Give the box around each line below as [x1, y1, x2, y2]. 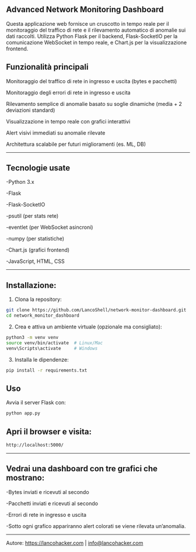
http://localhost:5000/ [6, 442, 64, 448]
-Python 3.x [6, 179, 34, 186]
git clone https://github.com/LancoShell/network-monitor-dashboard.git [6, 307, 187, 313]
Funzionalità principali [6, 62, 89, 72]
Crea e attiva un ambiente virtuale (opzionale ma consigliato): [14, 323, 162, 330]
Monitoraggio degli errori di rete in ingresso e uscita [6, 89, 131, 96]
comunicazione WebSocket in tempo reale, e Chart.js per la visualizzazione [6, 39, 187, 46]
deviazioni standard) [6, 107, 55, 114]
